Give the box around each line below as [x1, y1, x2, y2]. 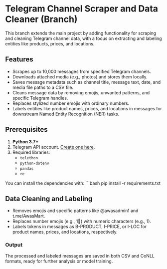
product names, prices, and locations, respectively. [12, 229, 118, 235]
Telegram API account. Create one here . [12, 144, 95, 150]
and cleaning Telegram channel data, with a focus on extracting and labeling [5, 35, 162, 41]
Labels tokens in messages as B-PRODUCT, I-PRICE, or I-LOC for [12, 224, 147, 230]
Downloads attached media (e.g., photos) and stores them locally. [12, 73, 148, 80]
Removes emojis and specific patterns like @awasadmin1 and [12, 208, 139, 214]
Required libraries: [12, 149, 50, 155]
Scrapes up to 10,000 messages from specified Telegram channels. [12, 68, 151, 74]
